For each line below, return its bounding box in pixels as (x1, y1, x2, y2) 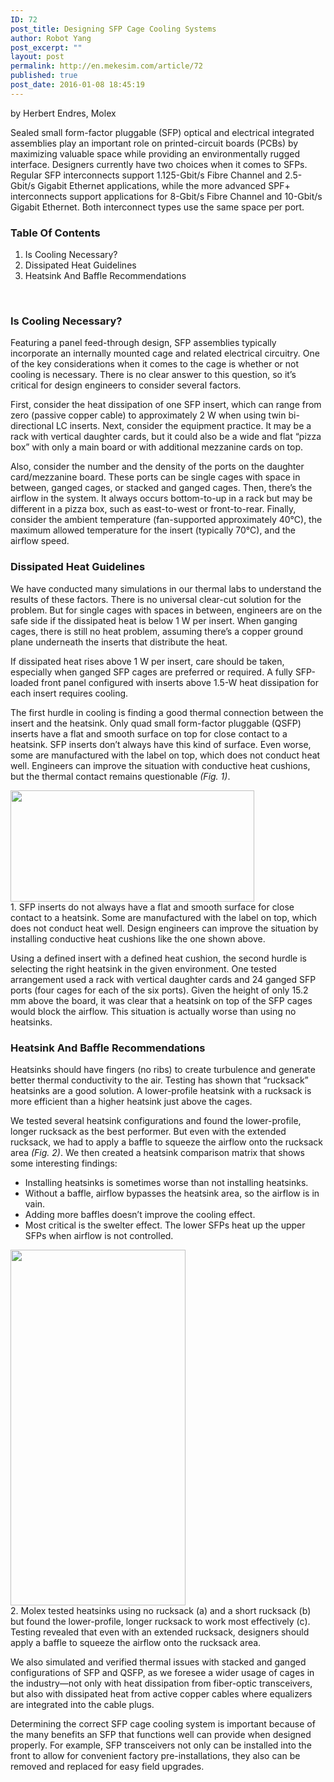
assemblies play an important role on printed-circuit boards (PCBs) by (10, 137, 299, 149)
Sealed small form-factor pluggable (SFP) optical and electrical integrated (10, 126, 315, 138)
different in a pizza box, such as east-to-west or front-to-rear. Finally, (10, 503, 297, 515)
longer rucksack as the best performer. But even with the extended (10, 1125, 287, 1137)
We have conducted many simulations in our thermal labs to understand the (10, 582, 322, 595)
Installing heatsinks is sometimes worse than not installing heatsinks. (24, 1176, 309, 1188)
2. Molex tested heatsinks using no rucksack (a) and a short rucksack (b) (10, 1604, 312, 1616)
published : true (10, 71, 78, 81)
